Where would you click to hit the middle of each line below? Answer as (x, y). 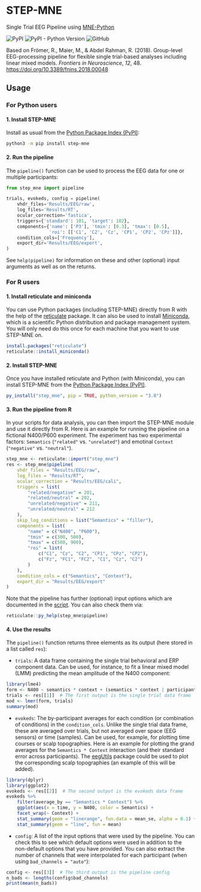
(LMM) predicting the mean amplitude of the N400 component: (92, 673)
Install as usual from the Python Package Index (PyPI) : (73, 133)
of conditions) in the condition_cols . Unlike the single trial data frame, (101, 724)
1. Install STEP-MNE (31, 119)
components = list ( (41, 526)
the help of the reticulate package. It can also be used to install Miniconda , (98, 316)
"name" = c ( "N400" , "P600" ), (64, 531)
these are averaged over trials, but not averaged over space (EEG (95, 730)
